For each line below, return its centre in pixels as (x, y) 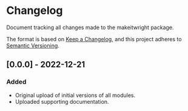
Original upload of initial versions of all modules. (75, 95)
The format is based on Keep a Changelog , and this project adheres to (94, 39)
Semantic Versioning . (33, 45)
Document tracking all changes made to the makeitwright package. (90, 27)
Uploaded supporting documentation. (62, 101)
